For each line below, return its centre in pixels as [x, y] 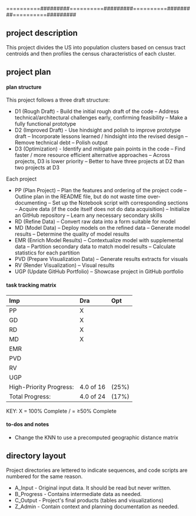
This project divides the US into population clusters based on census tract [96, 47]
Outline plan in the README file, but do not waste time [80, 197]
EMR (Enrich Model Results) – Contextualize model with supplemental [99, 240]
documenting [31, 203]
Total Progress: [30, 396]
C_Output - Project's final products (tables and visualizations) [89, 500]
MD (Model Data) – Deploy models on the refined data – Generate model [102, 228]
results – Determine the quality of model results [72, 234]
